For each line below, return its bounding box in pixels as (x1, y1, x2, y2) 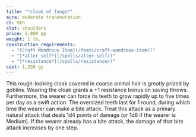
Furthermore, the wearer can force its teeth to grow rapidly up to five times (6, 93, 189, 100)
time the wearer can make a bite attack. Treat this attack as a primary (6, 105, 176, 113)
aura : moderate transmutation (6, 14, 81, 20)
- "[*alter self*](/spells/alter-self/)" (11, 53, 116, 59)
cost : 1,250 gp (6, 63, 44, 70)
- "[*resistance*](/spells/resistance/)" (11, 58, 116, 64)
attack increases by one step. (6, 124, 78, 131)
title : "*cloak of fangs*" (6, 8, 73, 15)
